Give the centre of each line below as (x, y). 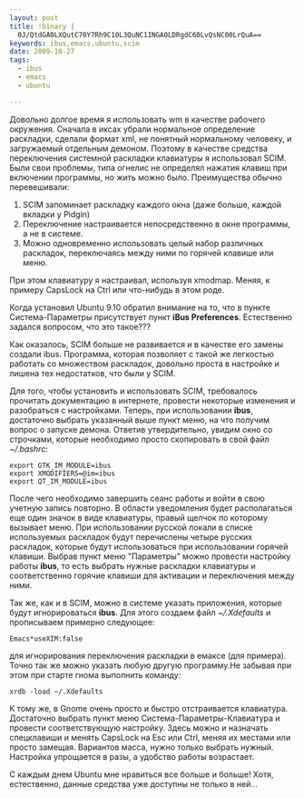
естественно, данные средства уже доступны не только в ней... (134, 783)
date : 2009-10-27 (42, 52)
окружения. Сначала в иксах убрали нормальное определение (132, 129)
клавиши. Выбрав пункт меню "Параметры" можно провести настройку (150, 556)
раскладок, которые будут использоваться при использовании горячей (149, 546)
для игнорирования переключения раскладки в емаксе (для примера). (148, 655)
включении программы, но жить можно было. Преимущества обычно (146, 177)
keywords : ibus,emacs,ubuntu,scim (75, 43)
